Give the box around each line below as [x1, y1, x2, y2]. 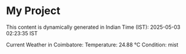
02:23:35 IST [6, 29, 38, 36]
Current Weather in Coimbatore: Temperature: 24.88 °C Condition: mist [6, 41, 178, 48]
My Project [6, 4, 61, 18]
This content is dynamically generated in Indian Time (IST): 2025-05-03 [6, 23, 181, 31]
